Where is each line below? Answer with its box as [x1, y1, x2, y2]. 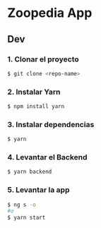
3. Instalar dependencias [7, 119, 95, 129]
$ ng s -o [7, 201, 37, 208]
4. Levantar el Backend [7, 152, 88, 162]
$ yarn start [7, 214, 46, 222]
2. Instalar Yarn [7, 87, 61, 97]
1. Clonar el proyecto [7, 54, 79, 64]
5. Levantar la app [7, 185, 70, 195]
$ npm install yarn [7, 103, 65, 110]
